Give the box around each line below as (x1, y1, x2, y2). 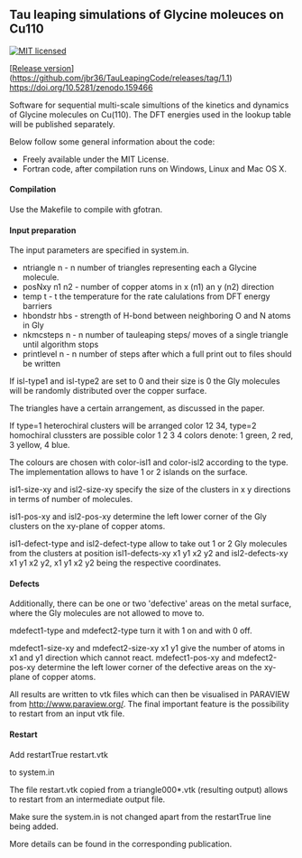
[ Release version (9, 62, 72, 73)
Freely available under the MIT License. (22, 154, 169, 164)
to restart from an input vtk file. (9, 708, 125, 719)
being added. (9, 821, 59, 832)
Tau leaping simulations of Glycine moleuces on (9, 7, 284, 23)
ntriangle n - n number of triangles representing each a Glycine (22, 262, 257, 274)
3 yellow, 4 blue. (9, 440, 70, 451)
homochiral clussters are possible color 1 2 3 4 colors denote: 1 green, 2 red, (9, 430, 294, 441)
